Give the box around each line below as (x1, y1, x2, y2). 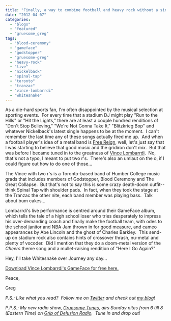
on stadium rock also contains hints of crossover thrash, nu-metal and (12, 235, 159, 241)
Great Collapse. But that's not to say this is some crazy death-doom (5, 181, 149, 188)
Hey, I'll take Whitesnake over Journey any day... (5, 255, 107, 261)
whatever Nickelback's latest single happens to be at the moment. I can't (5, 128, 159, 135)
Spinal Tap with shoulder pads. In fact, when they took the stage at (17, 187, 158, 193)
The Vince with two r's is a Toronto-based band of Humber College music (5, 171, 160, 177)
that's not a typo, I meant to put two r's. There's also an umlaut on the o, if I (5, 155, 164, 162)
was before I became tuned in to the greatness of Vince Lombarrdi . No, (5, 150, 156, 156)
